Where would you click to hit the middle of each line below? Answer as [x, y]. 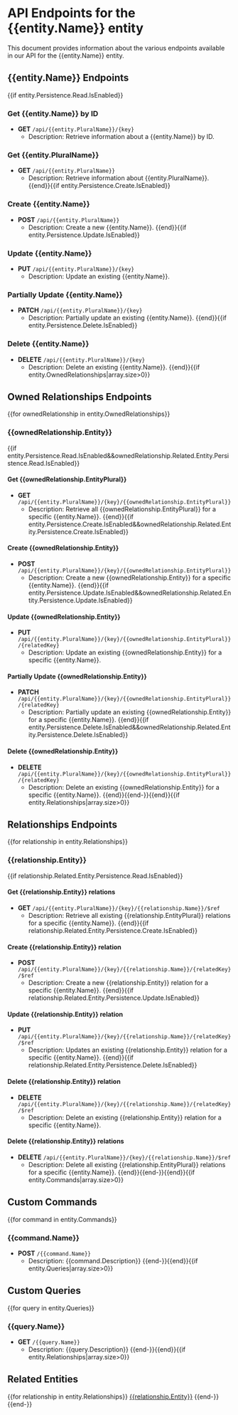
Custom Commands [52, 1202]
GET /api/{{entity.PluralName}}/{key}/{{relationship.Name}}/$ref [119, 908]
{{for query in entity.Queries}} [51, 1307]
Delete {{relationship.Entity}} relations [66, 1142]
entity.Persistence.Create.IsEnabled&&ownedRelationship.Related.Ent [130, 524]
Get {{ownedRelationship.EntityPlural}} [67, 479]
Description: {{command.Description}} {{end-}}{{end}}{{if [113, 1260]
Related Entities [43, 1379]
